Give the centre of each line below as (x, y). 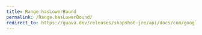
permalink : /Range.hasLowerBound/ (50, 17)
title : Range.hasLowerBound (41, 12)
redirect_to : (23, 23)
